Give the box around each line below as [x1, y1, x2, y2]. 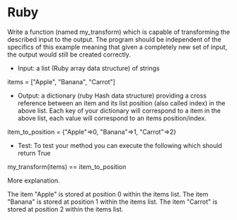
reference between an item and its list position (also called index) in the [17, 98, 226, 107]
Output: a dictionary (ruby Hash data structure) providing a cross [17, 91, 207, 100]
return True [17, 149, 51, 157]
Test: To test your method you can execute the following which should [17, 141, 223, 149]
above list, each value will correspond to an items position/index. [17, 114, 207, 122]
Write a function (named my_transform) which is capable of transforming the [7, 28, 231, 36]
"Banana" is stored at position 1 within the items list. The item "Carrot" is [7, 197, 218, 206]
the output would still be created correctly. [7, 50, 131, 59]
